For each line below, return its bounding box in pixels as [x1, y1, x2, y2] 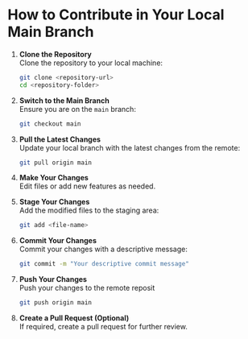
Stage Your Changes [19, 197, 90, 207]
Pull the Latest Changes [19, 134, 101, 144]
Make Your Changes [19, 173, 89, 183]
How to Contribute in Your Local [7, 6, 225, 24]
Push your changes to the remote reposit [19, 283, 155, 293]
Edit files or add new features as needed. [19, 181, 156, 191]
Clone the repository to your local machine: [19, 58, 163, 68]
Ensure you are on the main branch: [19, 104, 136, 114]
